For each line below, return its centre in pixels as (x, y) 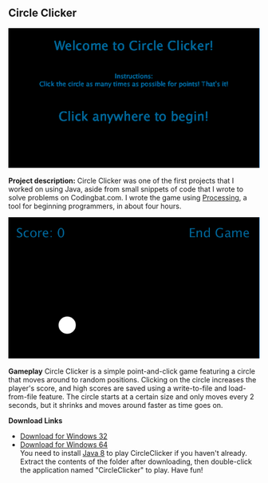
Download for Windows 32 (63, 436)
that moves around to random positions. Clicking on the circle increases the (132, 380)
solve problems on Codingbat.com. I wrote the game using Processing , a (128, 198)
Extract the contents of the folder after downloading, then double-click (136, 461)
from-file (23, 397)
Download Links (35, 421)
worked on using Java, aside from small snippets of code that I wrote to (126, 189)
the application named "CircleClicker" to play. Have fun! (111, 470)
